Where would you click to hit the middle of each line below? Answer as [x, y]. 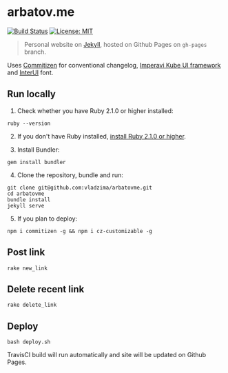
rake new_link [28, 268]
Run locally [32, 94]
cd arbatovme [26, 194]
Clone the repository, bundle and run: [70, 175]
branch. [35, 52]
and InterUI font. [30, 72]
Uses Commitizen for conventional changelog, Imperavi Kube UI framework [114, 65]
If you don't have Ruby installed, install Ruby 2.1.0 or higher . [101, 136]
